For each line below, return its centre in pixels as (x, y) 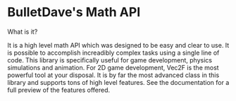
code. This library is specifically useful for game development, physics (110, 60)
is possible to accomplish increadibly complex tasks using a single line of (113, 53)
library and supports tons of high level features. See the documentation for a (118, 82)
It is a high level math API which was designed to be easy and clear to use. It (118, 45)
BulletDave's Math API (74, 12)
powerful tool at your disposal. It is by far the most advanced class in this (113, 75)
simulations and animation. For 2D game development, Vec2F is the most (113, 67)
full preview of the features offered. (59, 90)
